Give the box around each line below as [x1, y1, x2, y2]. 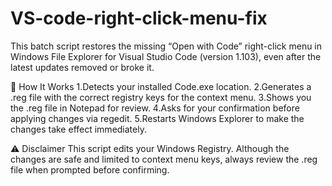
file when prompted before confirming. [10, 163, 170, 176]
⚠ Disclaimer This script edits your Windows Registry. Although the [10, 142, 290, 154]
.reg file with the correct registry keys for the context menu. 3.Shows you [10, 91, 312, 103]
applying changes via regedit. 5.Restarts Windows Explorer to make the [10, 112, 305, 124]
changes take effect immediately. [10, 123, 147, 135]
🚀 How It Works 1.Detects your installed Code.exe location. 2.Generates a [10, 80, 312, 92]
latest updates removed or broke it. [10, 61, 155, 73]
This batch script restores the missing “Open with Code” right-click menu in [10, 40, 323, 52]
